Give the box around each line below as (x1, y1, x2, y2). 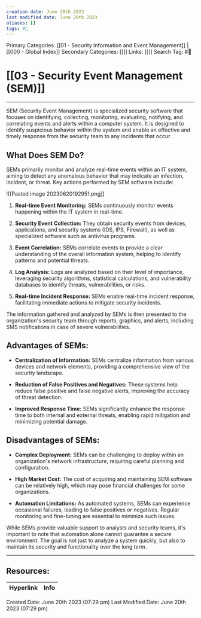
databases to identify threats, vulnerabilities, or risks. (14, 281, 146, 288)
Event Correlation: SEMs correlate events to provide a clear (14, 244, 163, 251)
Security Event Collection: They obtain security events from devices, (14, 220, 187, 227)
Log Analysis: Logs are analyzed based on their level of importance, (14, 269, 184, 275)
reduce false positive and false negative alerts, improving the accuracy (14, 387, 190, 394)
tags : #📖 (6, 25, 28, 32)
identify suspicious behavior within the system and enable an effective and (6, 126, 191, 133)
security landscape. (14, 369, 64, 376)
